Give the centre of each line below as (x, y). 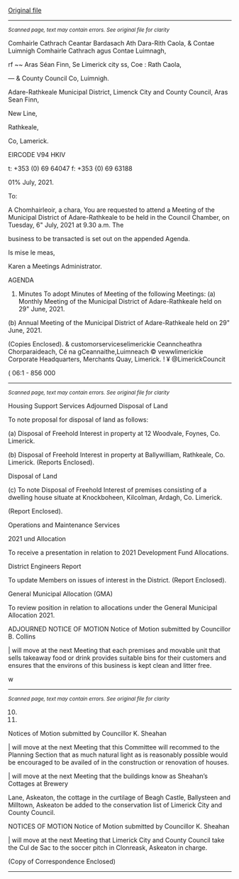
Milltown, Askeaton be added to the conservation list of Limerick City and (115, 805)
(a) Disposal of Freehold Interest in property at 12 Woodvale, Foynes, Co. (114, 433)
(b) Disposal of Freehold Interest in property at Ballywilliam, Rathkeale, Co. (117, 455)
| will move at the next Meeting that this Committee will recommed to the (114, 747)
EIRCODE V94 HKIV (37, 155)
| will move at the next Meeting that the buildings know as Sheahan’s (108, 776)
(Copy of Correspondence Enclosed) (62, 861)
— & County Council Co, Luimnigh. (59, 78)
